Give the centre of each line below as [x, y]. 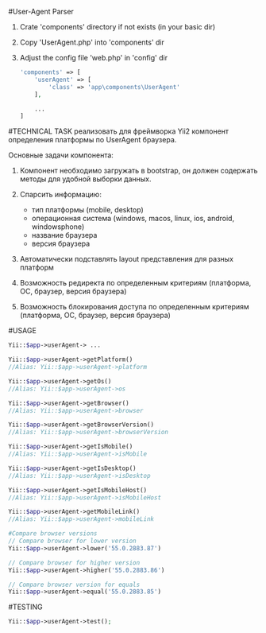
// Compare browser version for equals [74, 584]
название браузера [64, 235]
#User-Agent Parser [41, 12]
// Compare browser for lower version [72, 541]
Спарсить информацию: [60, 195]
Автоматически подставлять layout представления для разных [127, 259]
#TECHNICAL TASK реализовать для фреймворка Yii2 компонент [118, 131]
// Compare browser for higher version [74, 563]
